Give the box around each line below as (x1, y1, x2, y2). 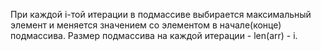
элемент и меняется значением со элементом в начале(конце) (10, 19, 282, 31)
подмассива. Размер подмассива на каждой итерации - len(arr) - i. (10, 30, 298, 41)
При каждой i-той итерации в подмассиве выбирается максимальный (10, 9, 312, 20)
